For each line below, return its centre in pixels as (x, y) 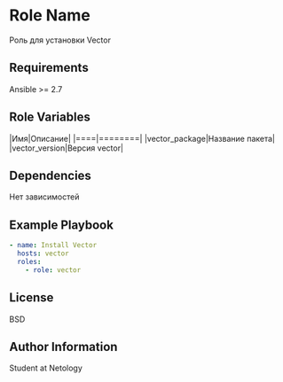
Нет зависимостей (44, 197)
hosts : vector (43, 253)
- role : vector (53, 270)
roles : (29, 261)
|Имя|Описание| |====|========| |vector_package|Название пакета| (142, 138)
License (31, 298)
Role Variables (50, 117)
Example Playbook (61, 225)
